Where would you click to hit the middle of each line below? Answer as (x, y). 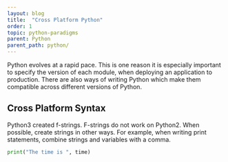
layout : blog (26, 13)
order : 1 (20, 26)
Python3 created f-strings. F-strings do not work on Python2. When (103, 125)
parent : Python (29, 39)
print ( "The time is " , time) (49, 152)
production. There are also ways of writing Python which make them (104, 79)
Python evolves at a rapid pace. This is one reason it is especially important (114, 65)
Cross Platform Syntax (56, 108)
